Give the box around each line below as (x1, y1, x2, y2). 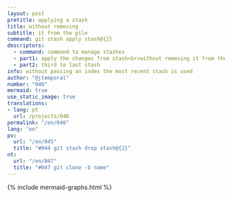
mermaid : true (7, 87, 48, 94)
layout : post (7, 10, 45, 17)
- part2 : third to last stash (13, 61, 100, 68)
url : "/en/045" (13, 139, 57, 146)
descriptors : (7, 42, 45, 49)
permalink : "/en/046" (7, 119, 70, 126)
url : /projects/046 (13, 112, 70, 119)
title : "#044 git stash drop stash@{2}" (13, 145, 131, 152)
